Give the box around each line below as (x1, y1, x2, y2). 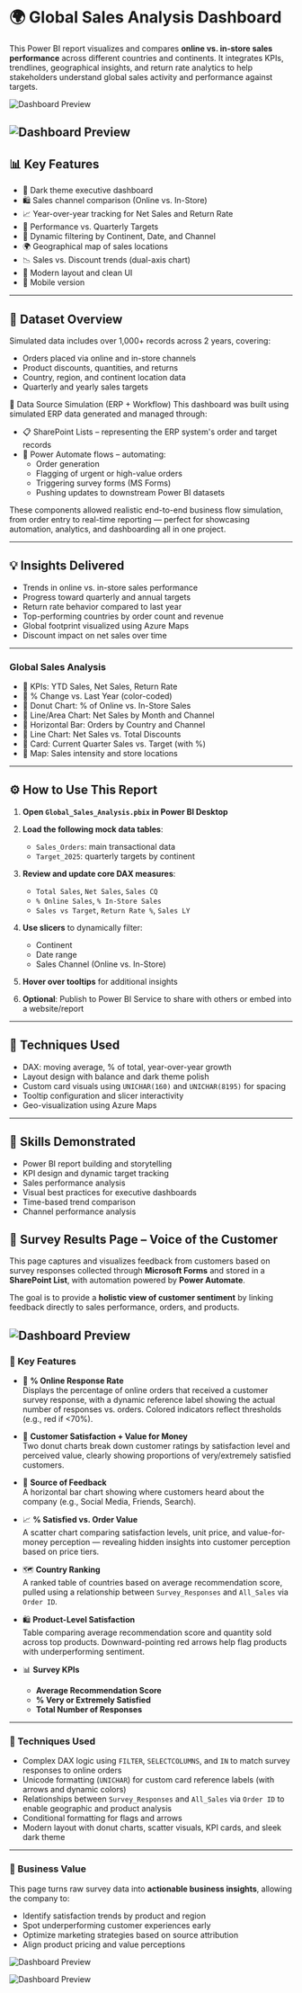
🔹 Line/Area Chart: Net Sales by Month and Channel (22, 710, 215, 720)
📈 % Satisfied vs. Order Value (22, 1515, 138, 1524)
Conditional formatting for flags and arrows (22, 1813, 182, 1824)
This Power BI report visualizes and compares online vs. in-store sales (9, 42, 273, 54)
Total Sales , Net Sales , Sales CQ (35, 885, 159, 896)
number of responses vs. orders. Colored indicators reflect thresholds (22, 1404, 281, 1415)
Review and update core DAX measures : (22, 868, 176, 879)
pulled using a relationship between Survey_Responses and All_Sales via (22, 1586, 289, 1597)
